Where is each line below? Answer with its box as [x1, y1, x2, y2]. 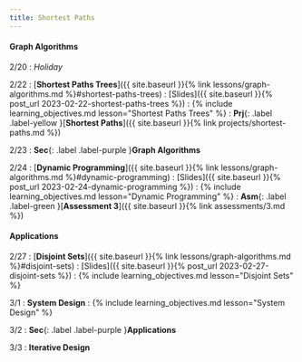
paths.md [9, 127, 45, 138]
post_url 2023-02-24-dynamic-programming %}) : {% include [9, 181, 242, 192]
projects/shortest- [218, 117, 287, 128]
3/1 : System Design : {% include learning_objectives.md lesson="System [9, 298, 286, 309]
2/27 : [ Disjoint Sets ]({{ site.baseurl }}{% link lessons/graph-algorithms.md [9, 251, 292, 262]
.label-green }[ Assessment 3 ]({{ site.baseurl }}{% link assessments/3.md [9, 200, 286, 211]
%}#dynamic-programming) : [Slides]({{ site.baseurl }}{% [64, 171, 281, 182]
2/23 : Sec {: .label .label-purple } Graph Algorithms [9, 144, 201, 155]
